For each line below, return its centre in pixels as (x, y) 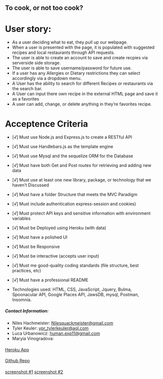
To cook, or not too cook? (44, 8)
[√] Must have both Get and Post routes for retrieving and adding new (81, 165)
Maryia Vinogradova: (33, 339)
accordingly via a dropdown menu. (47, 78)
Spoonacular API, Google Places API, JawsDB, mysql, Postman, (75, 295)
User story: (28, 29)
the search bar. (27, 89)
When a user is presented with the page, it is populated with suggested (83, 48)
